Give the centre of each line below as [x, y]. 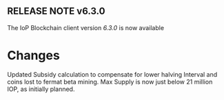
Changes [33, 55]
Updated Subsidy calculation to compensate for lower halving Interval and [112, 74]
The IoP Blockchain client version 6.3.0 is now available [85, 27]
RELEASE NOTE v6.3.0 [56, 11]
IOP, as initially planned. [41, 89]
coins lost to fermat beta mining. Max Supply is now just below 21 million [110, 82]
